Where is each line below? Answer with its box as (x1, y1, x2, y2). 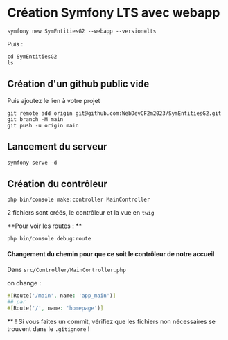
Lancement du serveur (7, 141, 107, 153)
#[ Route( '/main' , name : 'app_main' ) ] (7, 292, 116, 299)
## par (7, 298, 26, 305)
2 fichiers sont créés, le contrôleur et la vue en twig (7, 208, 155, 217)
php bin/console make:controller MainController (7, 196, 150, 204)
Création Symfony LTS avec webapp (7, 5, 220, 21)
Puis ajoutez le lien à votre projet (7, 96, 100, 105)
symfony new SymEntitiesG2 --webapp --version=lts (7, 28, 157, 35)
